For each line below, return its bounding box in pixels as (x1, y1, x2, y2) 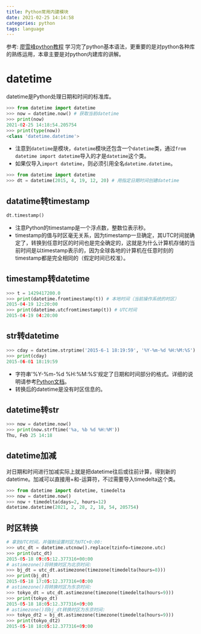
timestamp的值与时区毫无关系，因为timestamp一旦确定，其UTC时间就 (14, 231, 190, 239)
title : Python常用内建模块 (6, 8, 69, 15)
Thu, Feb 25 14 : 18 (6, 433, 53, 439)
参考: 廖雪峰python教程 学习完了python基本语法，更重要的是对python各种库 (6, 43, 195, 50)
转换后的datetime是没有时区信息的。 (14, 385, 106, 393)
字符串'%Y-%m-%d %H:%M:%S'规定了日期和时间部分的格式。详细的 (14, 370, 188, 377)
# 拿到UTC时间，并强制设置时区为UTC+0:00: (6, 539, 103, 545)
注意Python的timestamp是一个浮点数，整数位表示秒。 (14, 224, 149, 231)
